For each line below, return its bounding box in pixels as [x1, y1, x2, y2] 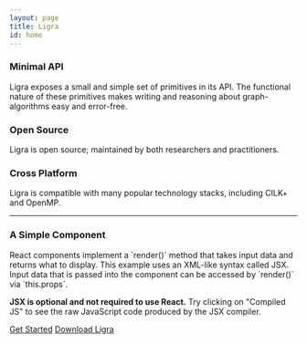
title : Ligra [9, 22, 59, 31]
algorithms [9, 100, 50, 111]
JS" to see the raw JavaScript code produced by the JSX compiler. [9, 306, 262, 317]
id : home [9, 30, 43, 39]
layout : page [9, 13, 59, 23]
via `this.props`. [9, 278, 69, 289]
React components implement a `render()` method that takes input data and [9, 249, 294, 260]
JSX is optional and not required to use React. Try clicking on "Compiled [9, 296, 286, 307]
